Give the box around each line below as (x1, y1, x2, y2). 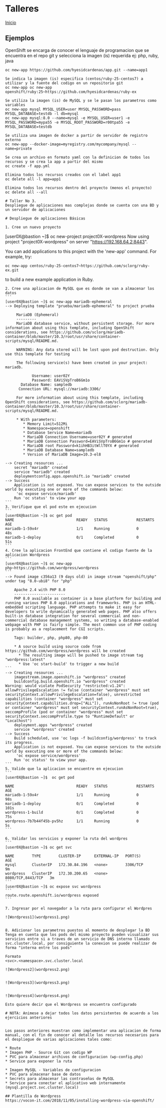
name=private (5, 146, 32, 151)
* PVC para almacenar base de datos (5, 1072, 81, 1077)
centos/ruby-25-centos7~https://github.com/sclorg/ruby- (29, 263, 150, 268)
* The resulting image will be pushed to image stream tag (18, 653, 143, 658)
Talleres (5, 3, 39, 14)
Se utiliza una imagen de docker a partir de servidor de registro (5, 133, 148, 138)
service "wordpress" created (14, 727, 75, 732)
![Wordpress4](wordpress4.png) (5, 993, 70, 998)
